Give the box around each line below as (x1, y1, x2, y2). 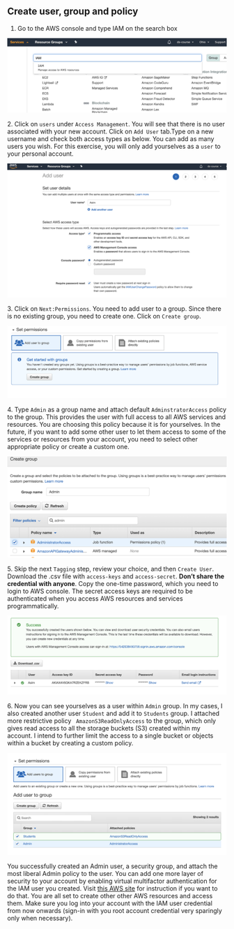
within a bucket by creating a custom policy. (7, 739, 134, 747)
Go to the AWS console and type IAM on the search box (17, 24, 178, 32)
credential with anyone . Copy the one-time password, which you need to (7, 579, 219, 587)
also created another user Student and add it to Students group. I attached (7, 709, 220, 718)
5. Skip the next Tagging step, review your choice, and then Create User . (7, 564, 214, 573)
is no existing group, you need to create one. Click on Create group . (7, 312, 202, 320)
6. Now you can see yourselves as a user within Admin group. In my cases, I (7, 702, 223, 710)
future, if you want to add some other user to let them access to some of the (7, 427, 226, 436)
